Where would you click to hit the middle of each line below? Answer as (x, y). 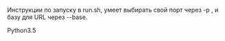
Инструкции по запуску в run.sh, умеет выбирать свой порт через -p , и (113, 10)
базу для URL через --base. (47, 17)
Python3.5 (22, 30)
